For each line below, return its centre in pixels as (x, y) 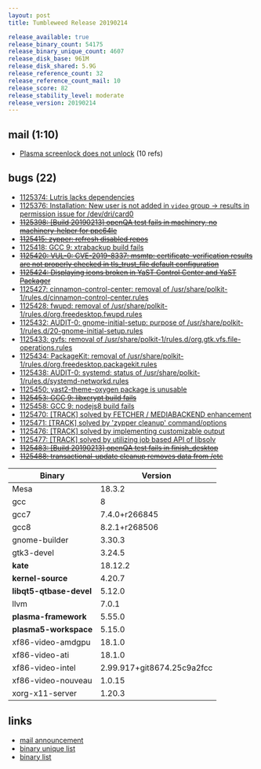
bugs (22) (33, 178)
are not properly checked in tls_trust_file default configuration (119, 263)
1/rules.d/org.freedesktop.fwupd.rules (81, 314)
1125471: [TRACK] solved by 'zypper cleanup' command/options (123, 422)
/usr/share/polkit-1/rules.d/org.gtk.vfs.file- (173, 339)
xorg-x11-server (44, 693)
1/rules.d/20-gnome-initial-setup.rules (81, 330)
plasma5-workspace (52, 629)
